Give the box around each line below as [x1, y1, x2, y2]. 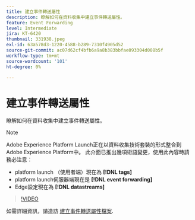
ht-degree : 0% [6, 63, 42, 70]
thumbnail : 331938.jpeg [6, 36, 65, 42]
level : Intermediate [6, 25, 58, 31]
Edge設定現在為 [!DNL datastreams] [14, 183, 105, 190]
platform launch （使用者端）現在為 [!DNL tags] [14, 168, 132, 176]
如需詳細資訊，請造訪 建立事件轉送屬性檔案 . [6, 208, 114, 215]
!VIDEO [20, 195, 39, 202]
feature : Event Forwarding [6, 20, 73, 25]
